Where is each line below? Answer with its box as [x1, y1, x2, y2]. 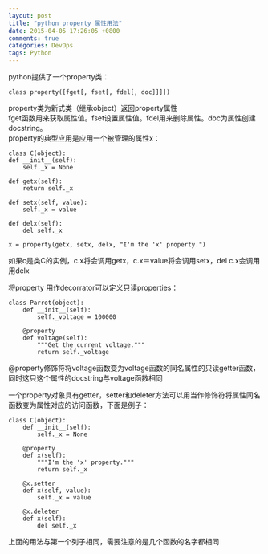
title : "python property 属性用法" [8, 19, 123, 27]
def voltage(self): [22, 334, 88, 342]
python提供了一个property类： [8, 72, 110, 81]
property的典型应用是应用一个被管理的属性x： [8, 133, 160, 143]
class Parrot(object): [8, 299, 84, 307]
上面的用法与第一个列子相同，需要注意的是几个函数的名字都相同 [8, 537, 219, 546]
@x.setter [22, 479, 56, 487]
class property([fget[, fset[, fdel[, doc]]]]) [8, 88, 171, 96]
